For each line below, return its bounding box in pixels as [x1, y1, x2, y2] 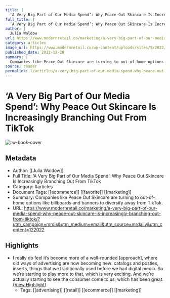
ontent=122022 [12, 226, 45, 233]
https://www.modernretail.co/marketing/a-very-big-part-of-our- [24, 205, 158, 211]
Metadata [5, 154, 36, 162]
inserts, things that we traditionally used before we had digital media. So [12, 265, 163, 271]
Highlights [5, 241, 39, 250]
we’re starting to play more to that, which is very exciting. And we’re [12, 271, 154, 277]
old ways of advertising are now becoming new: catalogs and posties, [12, 260, 158, 266]
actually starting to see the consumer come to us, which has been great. [12, 276, 164, 282]
